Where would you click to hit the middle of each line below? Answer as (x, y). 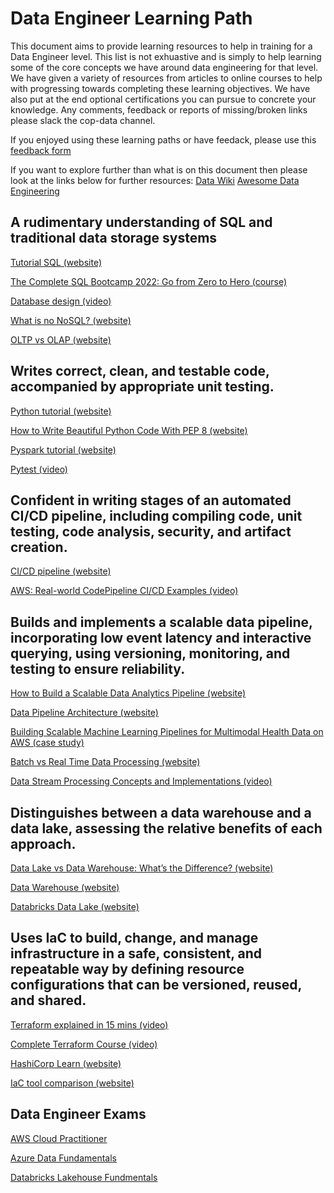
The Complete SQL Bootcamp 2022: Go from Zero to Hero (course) (149, 281)
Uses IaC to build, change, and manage (134, 938)
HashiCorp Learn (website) (66, 1063)
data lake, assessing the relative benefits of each (166, 828)
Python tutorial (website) (61, 411)
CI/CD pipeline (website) (61, 571)
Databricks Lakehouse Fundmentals (84, 1177)
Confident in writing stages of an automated (151, 500)
